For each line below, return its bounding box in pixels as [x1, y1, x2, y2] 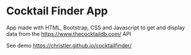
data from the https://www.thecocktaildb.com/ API [6, 30, 131, 37]
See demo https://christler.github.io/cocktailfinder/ [6, 42, 132, 49]
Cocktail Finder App [6, 4, 108, 18]
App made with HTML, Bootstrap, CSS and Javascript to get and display [6, 24, 186, 31]
